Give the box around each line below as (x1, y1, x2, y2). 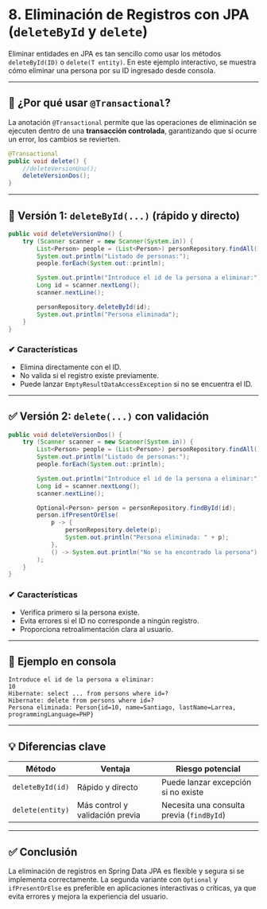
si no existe (161, 786, 204, 798)
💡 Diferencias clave (8, 739, 106, 753)
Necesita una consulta (161, 800, 245, 811)
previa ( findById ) (161, 810, 226, 821)
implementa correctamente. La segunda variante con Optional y (8, 875, 219, 884)
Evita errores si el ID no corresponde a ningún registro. (19, 615, 199, 626)
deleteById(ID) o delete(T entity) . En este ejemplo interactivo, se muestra (8, 57, 257, 67)
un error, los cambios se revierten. (8, 134, 121, 144)
